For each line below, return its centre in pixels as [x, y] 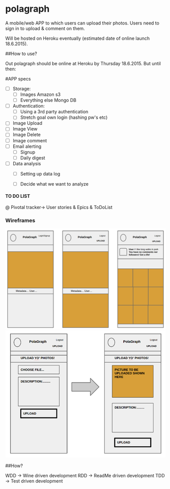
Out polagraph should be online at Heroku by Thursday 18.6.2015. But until [83, 63]
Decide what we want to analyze [54, 184]
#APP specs [18, 79]
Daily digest [33, 158]
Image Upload [27, 123]
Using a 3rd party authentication [54, 112]
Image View [25, 129]
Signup [28, 152]
